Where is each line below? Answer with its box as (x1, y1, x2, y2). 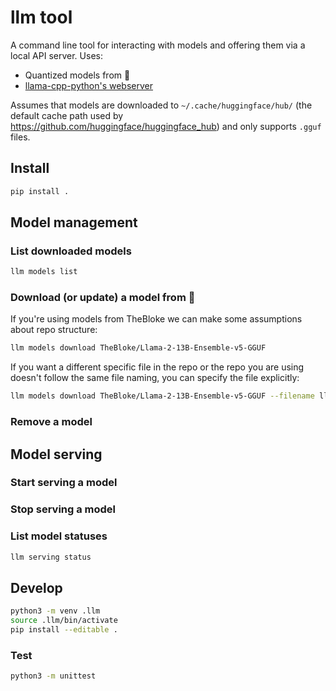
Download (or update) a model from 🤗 (10, 291, 196, 305)
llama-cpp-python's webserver (24, 79, 154, 91)
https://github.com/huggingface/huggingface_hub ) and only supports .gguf (10, 120, 322, 132)
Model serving (10, 446, 103, 463)
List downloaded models (10, 244, 132, 258)
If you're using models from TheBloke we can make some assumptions (10, 313, 303, 325)
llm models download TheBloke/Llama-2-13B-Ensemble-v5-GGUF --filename (10, 391, 315, 401)
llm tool (10, 6, 73, 29)
